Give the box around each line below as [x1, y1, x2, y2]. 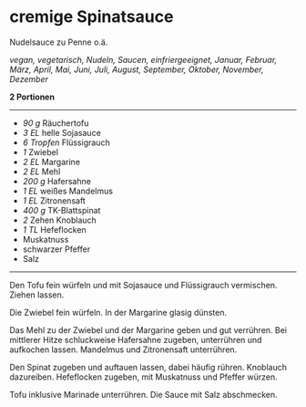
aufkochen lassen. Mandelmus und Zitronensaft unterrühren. [9, 344, 238, 355]
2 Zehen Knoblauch [22, 214, 97, 225]
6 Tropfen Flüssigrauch [22, 137, 111, 148]
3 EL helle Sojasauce [22, 127, 102, 138]
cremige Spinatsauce [9, 6, 174, 27]
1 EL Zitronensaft [22, 194, 87, 206]
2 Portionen [9, 91, 55, 102]
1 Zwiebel [22, 146, 59, 157]
